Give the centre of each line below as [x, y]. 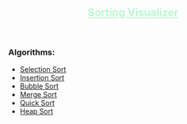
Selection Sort [43, 70]
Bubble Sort [39, 86]
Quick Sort [37, 103]
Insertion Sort [42, 78]
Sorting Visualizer [133, 13]
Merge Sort [38, 95]
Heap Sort [36, 111]
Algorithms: [32, 52]
